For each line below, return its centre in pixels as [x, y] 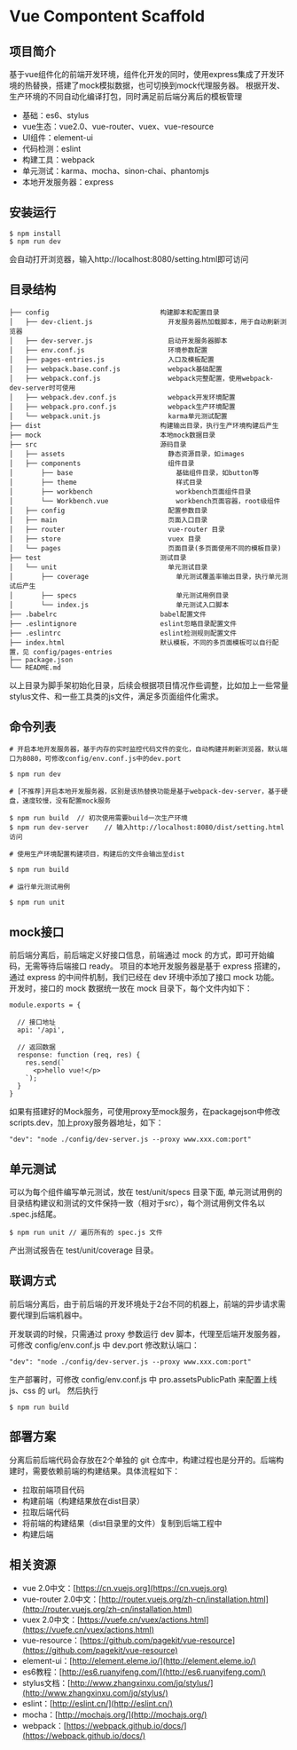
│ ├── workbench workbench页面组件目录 [130, 491]
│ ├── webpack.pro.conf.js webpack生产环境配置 [122, 407]
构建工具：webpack [58, 160]
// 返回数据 [36, 1048]
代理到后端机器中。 [51, 1315]
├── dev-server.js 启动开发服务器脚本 [126, 340]
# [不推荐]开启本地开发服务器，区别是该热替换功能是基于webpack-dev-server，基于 [145, 792]
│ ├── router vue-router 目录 [117, 529]
